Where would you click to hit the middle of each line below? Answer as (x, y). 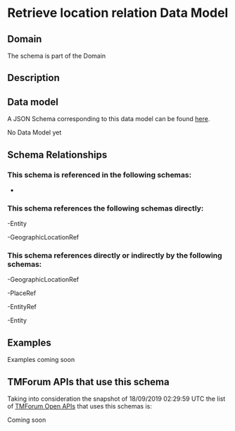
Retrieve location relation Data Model (118, 13)
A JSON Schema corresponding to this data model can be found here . (109, 119)
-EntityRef (22, 307)
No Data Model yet (34, 132)
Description (33, 78)
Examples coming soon (41, 360)
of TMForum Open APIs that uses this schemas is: (80, 406)
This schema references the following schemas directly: (106, 208)
